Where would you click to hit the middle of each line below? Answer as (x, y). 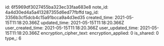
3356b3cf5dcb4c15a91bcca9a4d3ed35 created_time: (59, 17)
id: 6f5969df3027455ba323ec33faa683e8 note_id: (57, 7)
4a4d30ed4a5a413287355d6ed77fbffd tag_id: (52, 12)
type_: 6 (13, 38)
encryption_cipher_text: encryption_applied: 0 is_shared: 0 (100, 33)
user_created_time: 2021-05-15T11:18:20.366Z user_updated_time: (72, 28)
